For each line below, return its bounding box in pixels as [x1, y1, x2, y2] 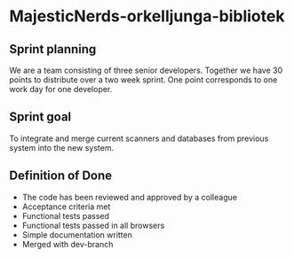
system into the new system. [9, 142, 114, 152]
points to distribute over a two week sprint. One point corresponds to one [9, 74, 278, 85]
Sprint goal [9, 109, 72, 125]
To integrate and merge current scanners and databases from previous [9, 133, 269, 144]
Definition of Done [9, 168, 113, 184]
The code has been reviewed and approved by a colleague [21, 192, 238, 202]
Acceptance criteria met [21, 201, 111, 212]
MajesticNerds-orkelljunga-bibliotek [9, 6, 285, 27]
